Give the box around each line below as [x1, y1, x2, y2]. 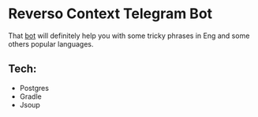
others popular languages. [8, 39, 94, 48]
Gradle [19, 92, 42, 101]
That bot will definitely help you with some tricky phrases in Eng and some [8, 31, 250, 40]
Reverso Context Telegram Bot [8, 5, 213, 23]
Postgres [19, 83, 50, 92]
